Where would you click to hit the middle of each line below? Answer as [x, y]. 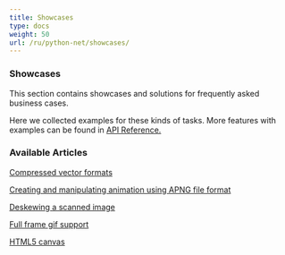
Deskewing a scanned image [63, 207]
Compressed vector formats [61, 172]
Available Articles [48, 153]
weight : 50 [29, 34]
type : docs [29, 26]
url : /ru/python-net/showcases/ [69, 42]
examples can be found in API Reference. [85, 130]
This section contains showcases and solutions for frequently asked [134, 93]
